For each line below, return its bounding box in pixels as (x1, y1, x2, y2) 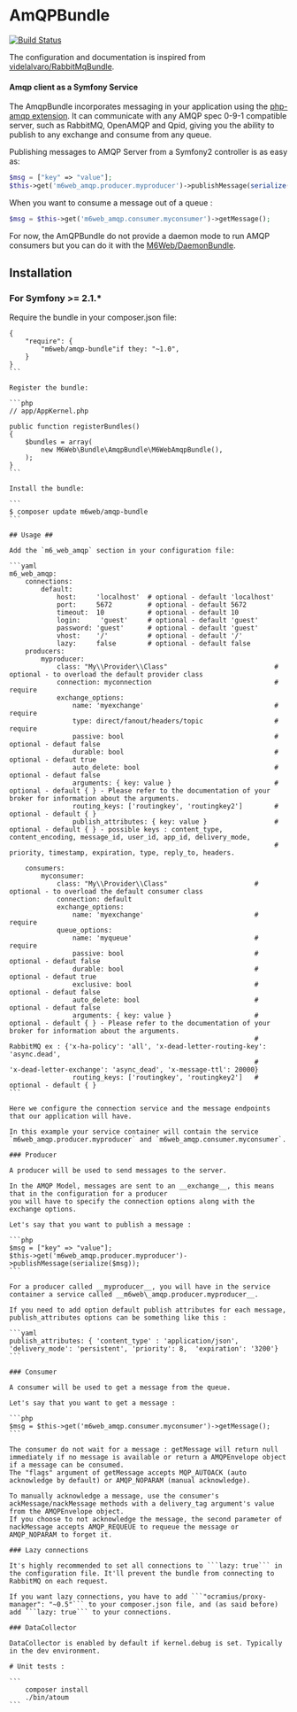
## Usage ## (9, 531, 53, 540)
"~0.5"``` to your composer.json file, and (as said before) (48, 1600, 278, 1609)
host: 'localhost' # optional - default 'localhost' (56, 593, 275, 602)
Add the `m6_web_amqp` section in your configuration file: (9, 546, 236, 555)
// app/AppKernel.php (9, 407, 89, 416)
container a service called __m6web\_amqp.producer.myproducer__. (9, 1290, 259, 1299)
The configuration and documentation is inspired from (9, 51, 206, 62)
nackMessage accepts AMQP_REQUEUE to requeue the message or (9, 1522, 240, 1532)
